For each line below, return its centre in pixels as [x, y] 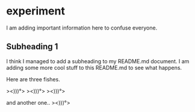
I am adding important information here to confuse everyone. [82, 28]
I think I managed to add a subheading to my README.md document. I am [98, 61]
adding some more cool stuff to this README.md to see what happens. [94, 67]
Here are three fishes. [33, 79]
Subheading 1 [32, 47]
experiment [36, 11]
